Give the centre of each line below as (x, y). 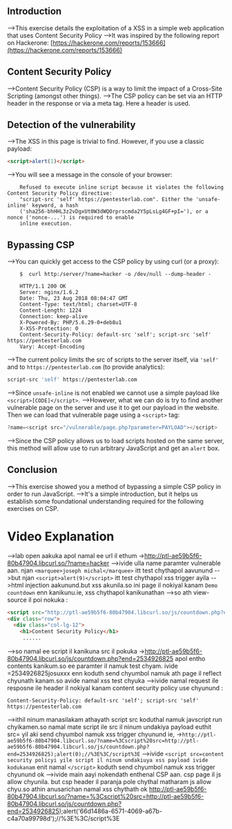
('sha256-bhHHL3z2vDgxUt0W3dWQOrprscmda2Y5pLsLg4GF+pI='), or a (114, 212)
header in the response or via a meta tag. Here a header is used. (99, 103)
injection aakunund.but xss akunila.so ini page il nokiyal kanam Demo (122, 585)
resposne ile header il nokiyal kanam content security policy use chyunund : (115, 688)
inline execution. (46, 224)
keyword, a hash (55, 206)
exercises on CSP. (33, 508)
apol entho (190, 659)
